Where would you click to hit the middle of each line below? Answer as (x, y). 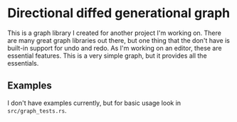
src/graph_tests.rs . (37, 110)
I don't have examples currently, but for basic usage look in (94, 103)
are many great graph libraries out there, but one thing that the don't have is (118, 40)
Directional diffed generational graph (119, 13)
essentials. (23, 63)
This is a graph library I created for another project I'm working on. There (115, 33)
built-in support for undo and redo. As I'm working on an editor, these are (115, 48)
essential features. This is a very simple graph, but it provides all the (107, 56)
